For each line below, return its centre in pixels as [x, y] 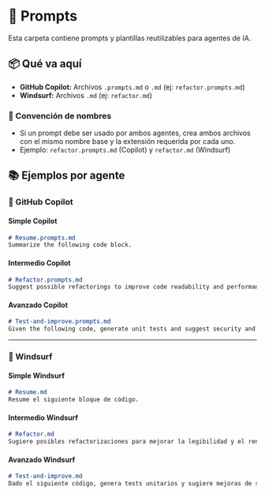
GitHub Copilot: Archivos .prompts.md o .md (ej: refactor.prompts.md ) [132, 87]
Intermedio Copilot [39, 263]
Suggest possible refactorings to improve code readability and [116, 287]
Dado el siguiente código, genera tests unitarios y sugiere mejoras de [130, 484]
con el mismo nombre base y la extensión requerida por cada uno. [127, 142]
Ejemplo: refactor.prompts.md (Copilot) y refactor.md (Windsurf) [125, 150]
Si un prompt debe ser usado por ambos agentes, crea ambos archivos [135, 133]
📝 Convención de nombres [60, 115]
